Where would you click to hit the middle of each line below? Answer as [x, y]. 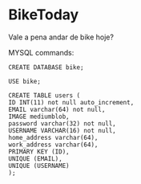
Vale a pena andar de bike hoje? [61, 37]
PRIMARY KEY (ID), [39, 151]
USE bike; [25, 81]
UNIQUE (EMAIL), [35, 158]
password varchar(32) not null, [62, 123]
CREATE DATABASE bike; [46, 67]
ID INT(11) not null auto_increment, [71, 102]
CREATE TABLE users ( [44, 95]
